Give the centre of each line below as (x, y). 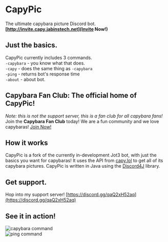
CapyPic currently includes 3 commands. (49, 57)
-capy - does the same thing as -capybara (49, 68)
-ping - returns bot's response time (43, 74)
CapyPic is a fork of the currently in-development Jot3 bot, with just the (81, 155)
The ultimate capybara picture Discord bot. (51, 24)
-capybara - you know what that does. (45, 63)
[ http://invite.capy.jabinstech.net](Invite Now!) (57, 29)
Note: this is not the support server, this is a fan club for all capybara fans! (84, 116)
